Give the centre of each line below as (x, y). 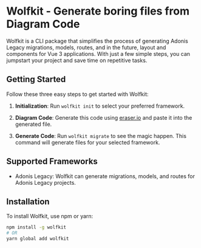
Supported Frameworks (52, 161)
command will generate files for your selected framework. (87, 142)
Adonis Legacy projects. (45, 182)
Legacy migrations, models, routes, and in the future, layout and (86, 47)
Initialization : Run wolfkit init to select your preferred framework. (100, 106)
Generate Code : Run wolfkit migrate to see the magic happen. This (101, 136)
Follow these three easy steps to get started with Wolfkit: (77, 94)
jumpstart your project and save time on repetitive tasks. (77, 60)
